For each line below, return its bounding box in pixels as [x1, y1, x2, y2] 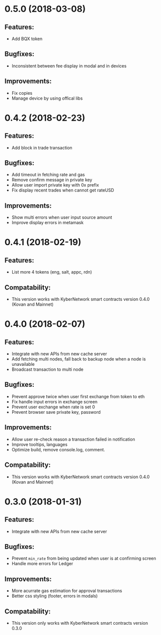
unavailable [11, 361, 35, 367]
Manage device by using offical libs [11, 95, 83, 101]
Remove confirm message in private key [11, 177, 92, 183]
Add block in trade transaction [11, 145, 72, 150]
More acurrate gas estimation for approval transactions [11, 588, 123, 594]
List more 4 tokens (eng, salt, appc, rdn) [11, 269, 92, 275]
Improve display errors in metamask [11, 220, 84, 226]
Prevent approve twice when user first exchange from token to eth [11, 393, 145, 399]
